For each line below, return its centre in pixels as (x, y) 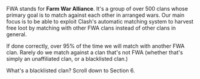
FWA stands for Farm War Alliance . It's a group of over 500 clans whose (97, 9)
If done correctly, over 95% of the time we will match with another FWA (95, 46)
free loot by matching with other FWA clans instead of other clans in (91, 28)
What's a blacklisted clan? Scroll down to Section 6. (71, 71)
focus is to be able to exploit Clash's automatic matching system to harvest (100, 21)
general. (17, 34)
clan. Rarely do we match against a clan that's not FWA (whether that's (95, 52)
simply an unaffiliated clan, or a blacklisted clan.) (67, 59)
